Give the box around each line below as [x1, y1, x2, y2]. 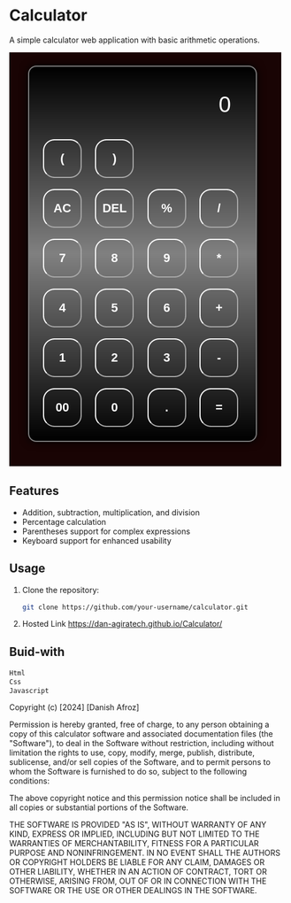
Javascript [9, 687, 50, 696]
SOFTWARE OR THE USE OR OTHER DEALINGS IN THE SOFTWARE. [9, 885, 257, 896]
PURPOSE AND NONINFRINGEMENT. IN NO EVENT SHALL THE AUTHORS [9, 847, 281, 859]
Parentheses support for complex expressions [21, 526, 191, 536]
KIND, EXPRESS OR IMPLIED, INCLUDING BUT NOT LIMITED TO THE [9, 829, 260, 839]
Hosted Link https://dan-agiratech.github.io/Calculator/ [21, 619, 223, 629]
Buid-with [9, 644, 65, 660]
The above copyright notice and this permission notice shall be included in [9, 793, 280, 804]
